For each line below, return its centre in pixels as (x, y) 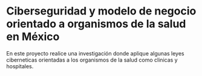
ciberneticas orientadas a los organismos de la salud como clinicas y (92, 60)
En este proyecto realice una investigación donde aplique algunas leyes (95, 53)
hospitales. (20, 66)
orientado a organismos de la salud (96, 24)
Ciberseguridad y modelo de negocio (101, 11)
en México (33, 37)
